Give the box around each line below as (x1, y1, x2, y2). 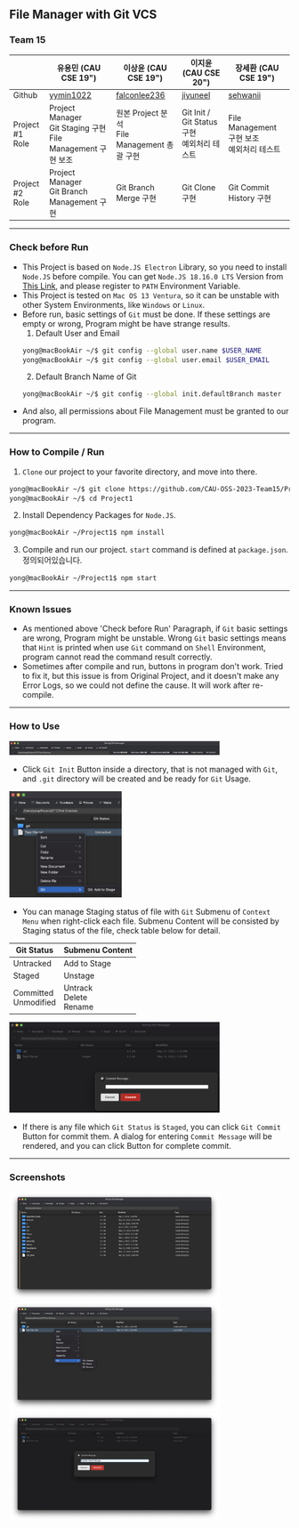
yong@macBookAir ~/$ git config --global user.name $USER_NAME (21, 346, 263, 355)
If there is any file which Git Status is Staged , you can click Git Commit (21, 1121, 282, 1132)
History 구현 (228, 192, 271, 203)
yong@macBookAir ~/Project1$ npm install (9, 529, 166, 538)
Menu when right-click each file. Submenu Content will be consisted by (21, 916, 280, 926)
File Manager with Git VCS (9, 7, 158, 22)
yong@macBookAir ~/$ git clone (9, 484, 125, 493)
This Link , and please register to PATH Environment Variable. (21, 280, 241, 291)
